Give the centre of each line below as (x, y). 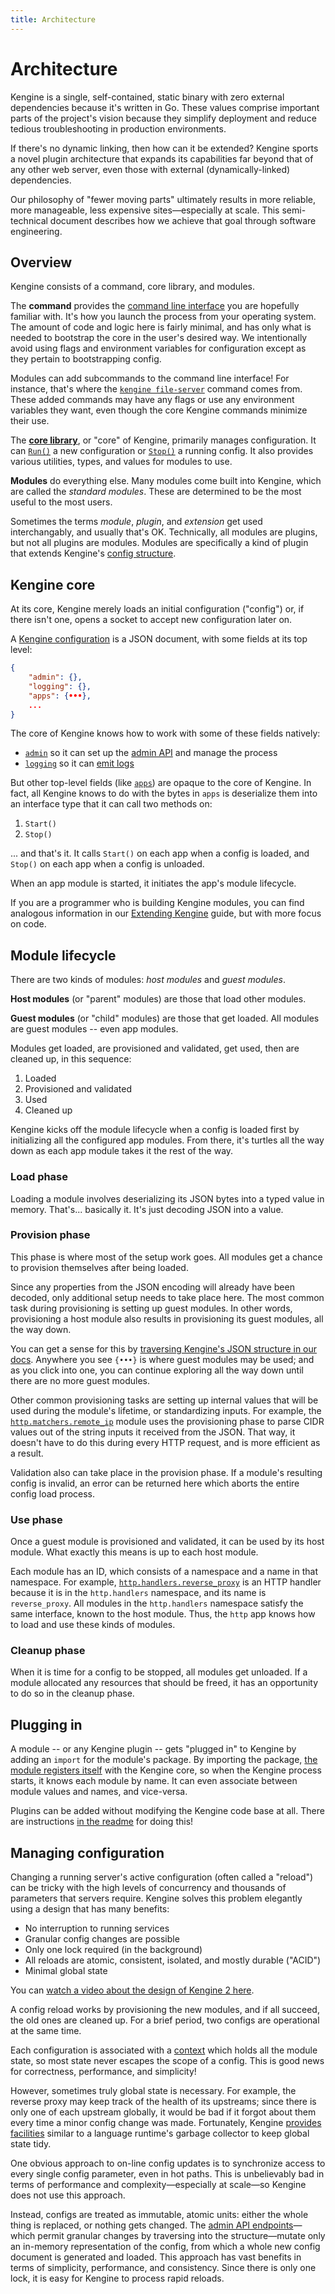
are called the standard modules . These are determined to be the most (156, 492)
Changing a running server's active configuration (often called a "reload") (162, 1877)
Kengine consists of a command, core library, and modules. (133, 287)
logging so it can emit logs (79, 763)
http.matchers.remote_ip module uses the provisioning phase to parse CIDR (167, 1421)
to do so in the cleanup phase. (72, 1693)
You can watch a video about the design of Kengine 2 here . (132, 1990)
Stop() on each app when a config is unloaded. (107, 864)
